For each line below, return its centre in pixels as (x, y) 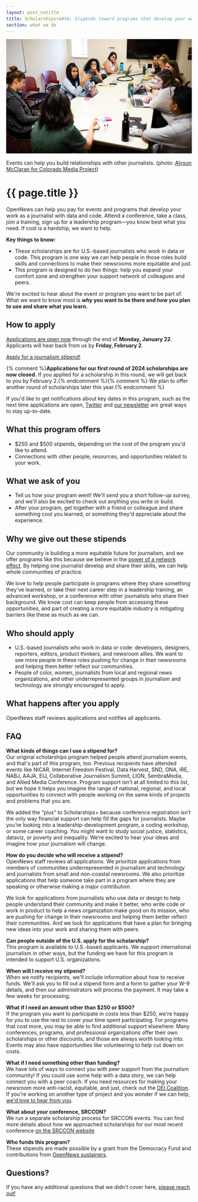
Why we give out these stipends (66, 539)
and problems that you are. (39, 801)
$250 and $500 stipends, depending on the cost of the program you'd (100, 444)
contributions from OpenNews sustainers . (57, 1154)
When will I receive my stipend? (46, 971)
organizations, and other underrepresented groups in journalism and (98, 679)
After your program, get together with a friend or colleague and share (99, 508)
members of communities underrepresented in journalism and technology (95, 867)
